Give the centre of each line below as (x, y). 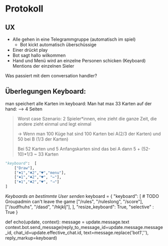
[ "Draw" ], (25, 168)
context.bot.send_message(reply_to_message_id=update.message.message (84, 227)
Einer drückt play (30, 50)
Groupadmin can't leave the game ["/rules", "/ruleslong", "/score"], (74, 202)
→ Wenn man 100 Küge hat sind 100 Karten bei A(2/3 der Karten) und (89, 134)
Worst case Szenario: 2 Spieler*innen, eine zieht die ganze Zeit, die (87, 118)
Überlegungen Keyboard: (46, 92)
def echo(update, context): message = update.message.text (67, 222)
